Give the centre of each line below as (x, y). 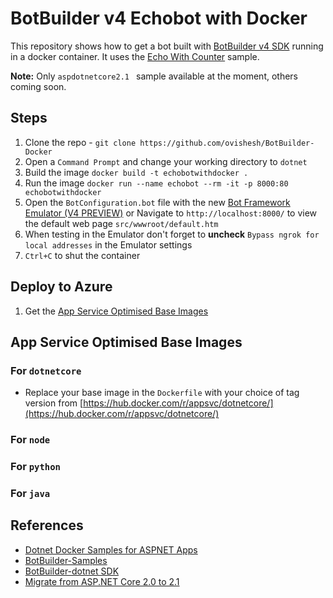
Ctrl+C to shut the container (82, 255)
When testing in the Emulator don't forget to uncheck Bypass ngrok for (172, 234)
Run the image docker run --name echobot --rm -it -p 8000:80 (156, 183)
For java (30, 494)
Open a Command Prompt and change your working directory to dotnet (166, 161)
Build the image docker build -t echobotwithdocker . (136, 172)
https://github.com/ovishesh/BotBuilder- (227, 143)
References (47, 525)
